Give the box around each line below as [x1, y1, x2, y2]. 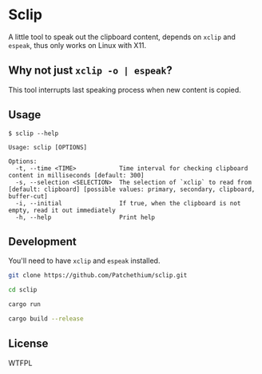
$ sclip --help [8, 129, 59, 137]
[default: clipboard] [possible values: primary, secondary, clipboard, [8, 185, 256, 193]
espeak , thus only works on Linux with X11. [8, 40, 147, 50]
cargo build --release [8, 315, 84, 323]
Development [8, 234, 77, 249]
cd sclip [8, 286, 38, 294]
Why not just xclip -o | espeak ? [8, 64, 173, 78]
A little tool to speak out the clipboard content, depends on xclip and [8, 32, 236, 42]
